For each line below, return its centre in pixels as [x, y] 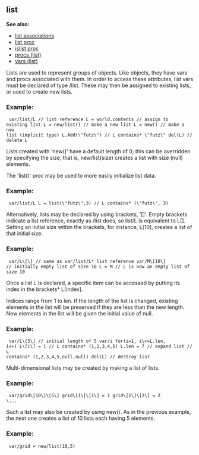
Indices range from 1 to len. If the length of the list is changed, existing [92, 301]
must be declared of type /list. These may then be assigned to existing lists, [99, 85]
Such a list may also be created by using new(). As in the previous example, [99, 412]
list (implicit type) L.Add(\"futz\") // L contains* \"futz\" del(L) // [99, 135]
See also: [18, 24]
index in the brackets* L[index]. [45, 289]
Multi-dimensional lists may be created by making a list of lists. [83, 368]
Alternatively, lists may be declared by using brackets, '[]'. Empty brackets [97, 215]
